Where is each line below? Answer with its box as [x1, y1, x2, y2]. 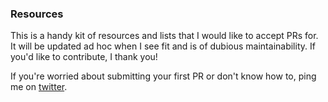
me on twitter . [10, 81, 68, 93]
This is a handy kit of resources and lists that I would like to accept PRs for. [10, 30, 319, 42]
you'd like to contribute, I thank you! [10, 51, 158, 63]
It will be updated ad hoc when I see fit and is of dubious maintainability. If [10, 40, 316, 52]
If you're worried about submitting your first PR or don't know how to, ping [10, 70, 317, 82]
